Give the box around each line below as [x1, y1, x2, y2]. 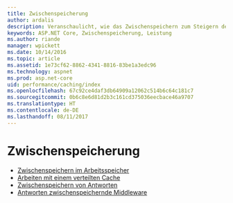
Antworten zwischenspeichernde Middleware [17, 188, 148, 196]
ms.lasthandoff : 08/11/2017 [7, 113, 89, 120]
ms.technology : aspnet [7, 68, 73, 75]
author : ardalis [7, 17, 54, 24]
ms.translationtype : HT [7, 100, 76, 107]
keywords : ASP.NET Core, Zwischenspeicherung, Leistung [7, 29, 172, 37]
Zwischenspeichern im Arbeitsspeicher [17, 166, 130, 174]
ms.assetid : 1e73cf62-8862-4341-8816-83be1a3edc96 [7, 62, 157, 69]
